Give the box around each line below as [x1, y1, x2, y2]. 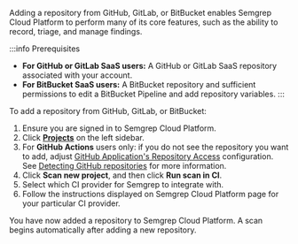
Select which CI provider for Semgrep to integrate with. [21, 179, 224, 189]
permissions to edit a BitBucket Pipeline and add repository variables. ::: [21, 88, 286, 99]
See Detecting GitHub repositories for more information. [21, 161, 227, 171]
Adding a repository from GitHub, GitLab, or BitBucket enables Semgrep [9, 8, 272, 18]
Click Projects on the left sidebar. [21, 133, 145, 142]
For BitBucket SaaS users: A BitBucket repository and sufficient [21, 80, 256, 89]
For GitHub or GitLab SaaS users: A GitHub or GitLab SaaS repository [21, 61, 278, 71]
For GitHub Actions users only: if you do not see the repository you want [21, 141, 289, 152]
